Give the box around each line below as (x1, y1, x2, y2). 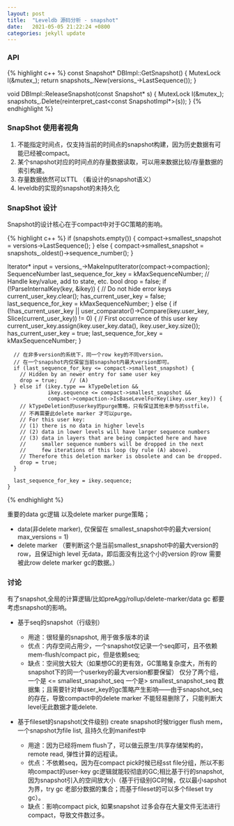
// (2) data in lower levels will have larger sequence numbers (19, 428, 210, 436)
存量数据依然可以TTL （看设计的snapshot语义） (17, 175, 155, 183)
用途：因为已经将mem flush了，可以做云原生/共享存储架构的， (27, 741, 207, 750)
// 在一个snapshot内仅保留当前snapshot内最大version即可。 (13, 359, 173, 366)
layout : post (7, 10, 45, 17)
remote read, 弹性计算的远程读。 (27, 750, 122, 758)
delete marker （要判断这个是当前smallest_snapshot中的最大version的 (17, 541, 219, 550)
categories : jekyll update (7, 29, 86, 37)
